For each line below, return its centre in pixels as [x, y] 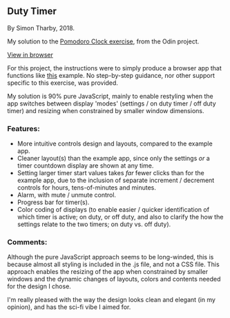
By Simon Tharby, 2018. [41, 28]
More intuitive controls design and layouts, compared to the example [115, 143]
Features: [23, 128]
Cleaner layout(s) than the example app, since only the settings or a [114, 159]
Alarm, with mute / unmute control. [66, 195]
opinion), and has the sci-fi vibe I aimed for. [69, 307]
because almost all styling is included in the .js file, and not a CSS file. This [113, 264]
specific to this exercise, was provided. [63, 83]
